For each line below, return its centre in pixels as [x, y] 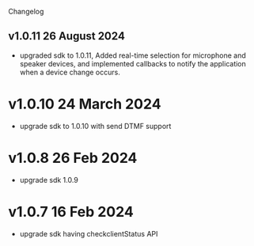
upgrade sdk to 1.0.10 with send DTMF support [95, 126]
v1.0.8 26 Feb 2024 [73, 158]
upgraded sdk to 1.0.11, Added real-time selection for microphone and [133, 55]
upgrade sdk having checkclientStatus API [89, 233]
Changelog [26, 11]
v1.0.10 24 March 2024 [85, 104]
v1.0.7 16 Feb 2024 [71, 212]
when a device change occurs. [70, 72]
